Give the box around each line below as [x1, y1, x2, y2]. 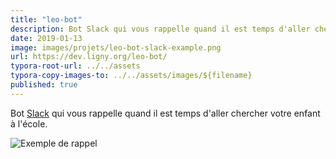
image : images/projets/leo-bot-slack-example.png [10, 42, 222, 53]
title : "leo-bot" [10, 14, 83, 25]
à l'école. [10, 117, 48, 130]
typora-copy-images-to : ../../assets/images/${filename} [10, 71, 253, 81]
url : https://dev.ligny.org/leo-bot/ [10, 52, 168, 62]
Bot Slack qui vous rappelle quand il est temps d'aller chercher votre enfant [10, 107, 321, 119]
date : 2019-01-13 [10, 33, 83, 43]
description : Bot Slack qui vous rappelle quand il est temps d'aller [10, 24, 311, 34]
